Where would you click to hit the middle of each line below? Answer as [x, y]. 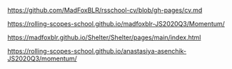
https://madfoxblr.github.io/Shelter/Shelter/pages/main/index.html [104, 37]
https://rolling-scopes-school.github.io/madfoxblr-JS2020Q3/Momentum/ [116, 24]
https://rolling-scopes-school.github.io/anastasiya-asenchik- [97, 51]
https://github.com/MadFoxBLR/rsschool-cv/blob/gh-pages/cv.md [105, 10]
